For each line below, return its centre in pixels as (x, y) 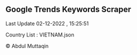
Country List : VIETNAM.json (40, 35)
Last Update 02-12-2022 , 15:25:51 (47, 23)
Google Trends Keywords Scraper (68, 10)
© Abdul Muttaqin (27, 46)
